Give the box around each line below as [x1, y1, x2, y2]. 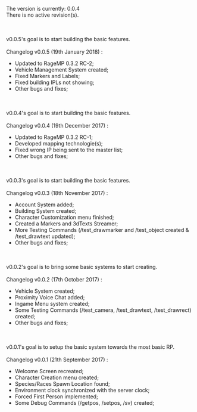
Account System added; [14, 201, 74, 208]
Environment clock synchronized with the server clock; [14, 387, 150, 394]
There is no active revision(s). [6, 11, 79, 18]
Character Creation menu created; [14, 374, 99, 381]
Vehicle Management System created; [14, 66, 109, 73]
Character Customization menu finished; [14, 214, 114, 221]
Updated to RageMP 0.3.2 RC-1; [14, 134, 93, 141]
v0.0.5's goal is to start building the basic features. [6, 36, 130, 42]
